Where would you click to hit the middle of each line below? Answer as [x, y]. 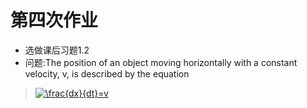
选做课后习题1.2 [57, 50]
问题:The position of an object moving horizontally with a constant [161, 62]
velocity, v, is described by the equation [107, 73]
